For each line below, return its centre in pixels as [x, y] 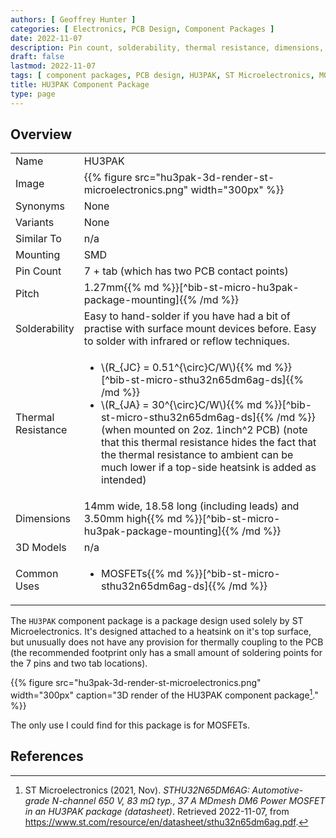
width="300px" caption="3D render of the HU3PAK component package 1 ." [164, 694]
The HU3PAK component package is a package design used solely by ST [157, 621]
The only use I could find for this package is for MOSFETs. [130, 725]
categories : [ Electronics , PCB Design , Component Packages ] [142, 29]
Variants [35, 223]
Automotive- [277, 790]
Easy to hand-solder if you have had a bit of [187, 316]
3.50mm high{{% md [133, 519]
